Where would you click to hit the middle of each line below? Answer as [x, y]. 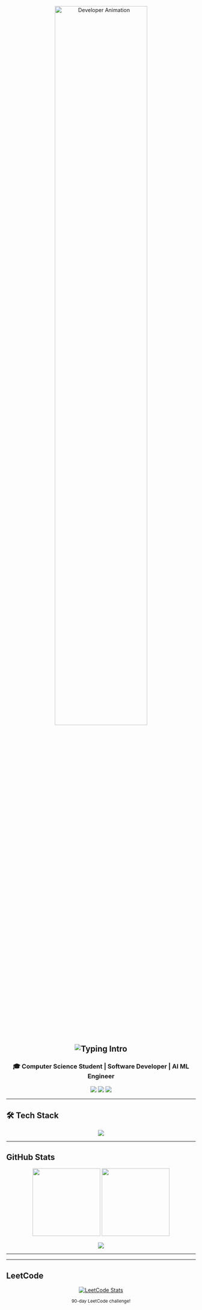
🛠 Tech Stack [32, 1116]
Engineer [101, 1076]
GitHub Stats [31, 1157]
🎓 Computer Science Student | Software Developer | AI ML [101, 1067]
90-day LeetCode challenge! [101, 1301]
